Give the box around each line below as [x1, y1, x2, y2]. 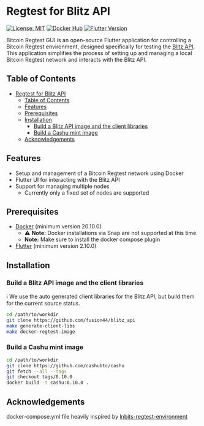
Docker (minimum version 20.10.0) [15, 223, 102, 230]
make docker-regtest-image [6, 329, 75, 335]
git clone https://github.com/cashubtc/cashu [6, 362, 124, 368]
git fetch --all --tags [6, 368, 67, 375]
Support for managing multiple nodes [15, 182, 110, 190]
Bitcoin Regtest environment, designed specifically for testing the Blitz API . [6, 43, 195, 50]
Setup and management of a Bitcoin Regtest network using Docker [15, 170, 184, 177]
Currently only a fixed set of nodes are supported [24, 189, 149, 196]
